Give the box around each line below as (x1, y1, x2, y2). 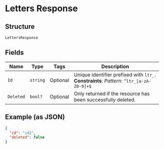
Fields (5, 48, 24, 57)
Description (101, 63, 129, 70)
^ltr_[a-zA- (123, 78, 151, 84)
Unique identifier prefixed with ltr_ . (74, 71, 156, 78)
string (30, 77, 45, 83)
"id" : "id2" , (9, 130, 36, 135)
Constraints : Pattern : (74, 77, 123, 84)
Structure (5, 22, 35, 31)
